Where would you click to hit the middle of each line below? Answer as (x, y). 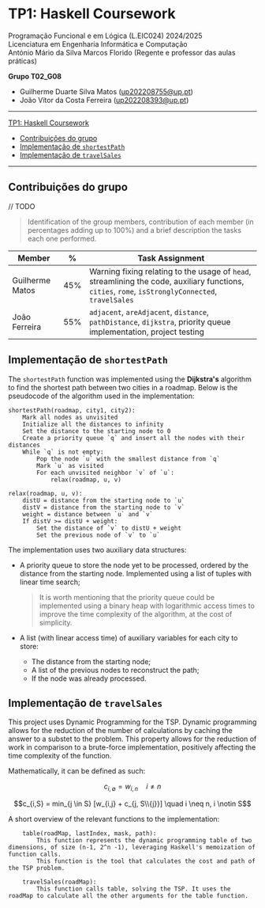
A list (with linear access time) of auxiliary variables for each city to (129, 637)
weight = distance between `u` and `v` (88, 514)
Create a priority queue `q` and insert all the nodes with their (134, 438)
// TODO (22, 206)
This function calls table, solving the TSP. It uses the (134, 889)
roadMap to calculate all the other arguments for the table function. (128, 896)
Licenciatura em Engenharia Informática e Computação (98, 44)
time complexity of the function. (60, 756)
